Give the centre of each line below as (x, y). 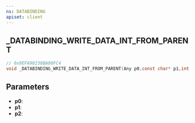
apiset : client (25, 17)
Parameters (28, 87)
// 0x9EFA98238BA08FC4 (34, 63)
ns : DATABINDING (26, 11)
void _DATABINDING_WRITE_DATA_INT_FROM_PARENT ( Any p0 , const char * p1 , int (98, 69)
